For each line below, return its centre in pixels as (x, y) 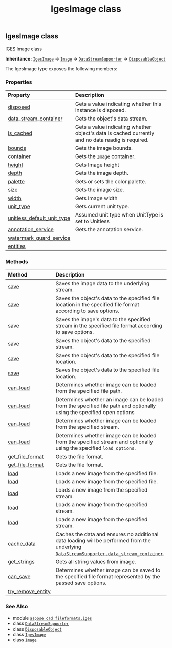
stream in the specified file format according (109, 326)
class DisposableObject (37, 629)
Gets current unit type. (102, 206)
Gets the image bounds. (104, 148)
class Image (25, 640)
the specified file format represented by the (108, 577)
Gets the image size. (100, 189)
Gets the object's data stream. (111, 119)
